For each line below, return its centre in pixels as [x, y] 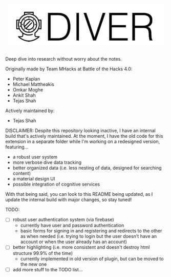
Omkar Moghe [28, 90]
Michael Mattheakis [34, 84]
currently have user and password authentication [72, 226]
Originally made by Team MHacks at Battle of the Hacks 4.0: [69, 69]
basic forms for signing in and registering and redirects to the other [91, 231]
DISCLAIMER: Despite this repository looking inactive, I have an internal [81, 131]
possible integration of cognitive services [56, 184]
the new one [34, 264]
